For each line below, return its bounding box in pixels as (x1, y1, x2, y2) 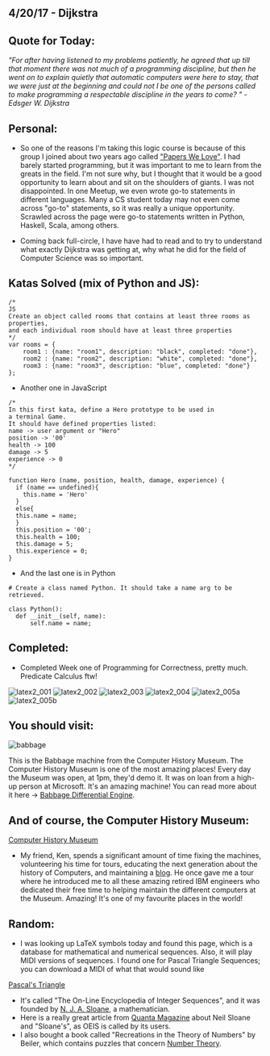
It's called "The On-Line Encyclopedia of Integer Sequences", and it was (19, 995, 260, 1005)
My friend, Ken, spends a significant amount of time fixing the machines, (19, 851, 262, 860)
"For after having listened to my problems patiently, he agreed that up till (8, 56, 250, 65)
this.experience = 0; (15, 547, 89, 555)
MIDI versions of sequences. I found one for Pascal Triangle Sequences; (19, 956, 260, 966)
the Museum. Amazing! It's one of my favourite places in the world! (19, 894, 243, 903)
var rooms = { (8, 340, 56, 348)
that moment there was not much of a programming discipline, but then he (8, 64, 256, 74)
